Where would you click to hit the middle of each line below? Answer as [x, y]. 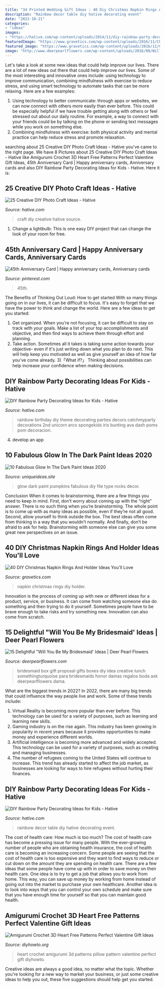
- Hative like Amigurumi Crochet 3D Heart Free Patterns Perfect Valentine [79, 157]
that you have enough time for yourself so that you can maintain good [76, 895]
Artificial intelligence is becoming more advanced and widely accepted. [84, 742]
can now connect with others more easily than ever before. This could [83, 106]
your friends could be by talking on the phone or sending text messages [85, 122]
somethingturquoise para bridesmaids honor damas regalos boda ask [87, 676]
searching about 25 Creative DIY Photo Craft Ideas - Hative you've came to [81, 147]
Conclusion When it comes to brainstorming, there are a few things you [77, 496]
